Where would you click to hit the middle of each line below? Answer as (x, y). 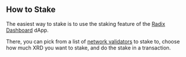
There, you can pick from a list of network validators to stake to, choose (93, 41)
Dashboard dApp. (27, 30)
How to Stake (31, 10)
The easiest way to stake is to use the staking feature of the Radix (86, 24)
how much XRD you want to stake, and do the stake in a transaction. (89, 48)
